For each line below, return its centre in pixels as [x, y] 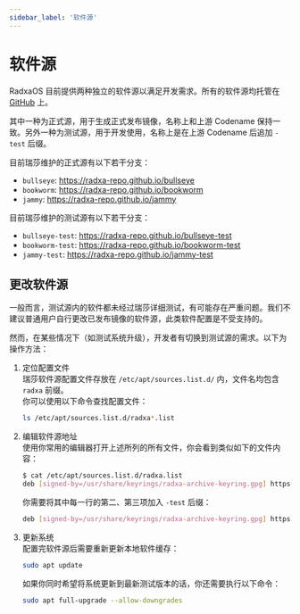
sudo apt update [52, 565]
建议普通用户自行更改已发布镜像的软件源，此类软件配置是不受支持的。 [138, 319]
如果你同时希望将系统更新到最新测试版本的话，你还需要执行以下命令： [151, 583]
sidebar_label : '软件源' [54, 17]
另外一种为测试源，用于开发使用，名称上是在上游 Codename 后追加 [149, 132]
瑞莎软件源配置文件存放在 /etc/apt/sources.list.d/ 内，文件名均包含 [150, 379]
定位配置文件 [46, 368]
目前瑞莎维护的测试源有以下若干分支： [79, 217]
